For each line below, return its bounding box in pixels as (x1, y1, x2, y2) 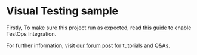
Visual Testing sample (6, 4, 118, 18)
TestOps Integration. (6, 30, 57, 37)
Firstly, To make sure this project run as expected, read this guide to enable (6, 24, 192, 31)
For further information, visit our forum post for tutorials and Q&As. (6, 42, 170, 49)
